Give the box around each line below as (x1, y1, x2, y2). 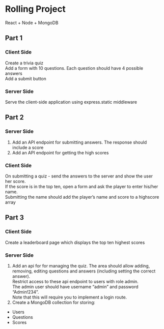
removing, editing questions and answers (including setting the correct (12, 268, 156, 274)
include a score (12, 144, 44, 150)
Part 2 (5, 113, 24, 121)
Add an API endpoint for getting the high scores (12, 150, 109, 155)
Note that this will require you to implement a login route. (12, 294, 127, 300)
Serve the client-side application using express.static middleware (5, 99, 137, 105)
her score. (5, 178, 26, 184)
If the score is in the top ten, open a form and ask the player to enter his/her (5, 183, 159, 189)
